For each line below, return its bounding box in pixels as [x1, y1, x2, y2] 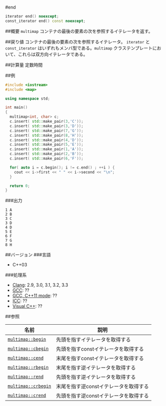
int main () [5, 105, 28, 110]
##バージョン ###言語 [5, 252, 51, 258]
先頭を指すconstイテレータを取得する [56, 346, 144, 353]
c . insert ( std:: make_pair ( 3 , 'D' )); [9, 123, 84, 129]
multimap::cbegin [7, 346, 49, 352]
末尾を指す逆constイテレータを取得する [56, 383, 149, 390]
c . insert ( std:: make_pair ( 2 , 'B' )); [9, 152, 84, 157]
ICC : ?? [12, 298, 27, 304]
